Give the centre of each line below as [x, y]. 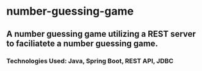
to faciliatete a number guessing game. [82, 43]
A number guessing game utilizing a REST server [101, 34]
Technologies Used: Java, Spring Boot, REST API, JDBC [90, 61]
